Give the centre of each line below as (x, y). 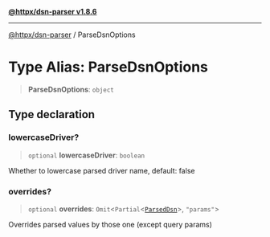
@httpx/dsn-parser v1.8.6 (53, 12)
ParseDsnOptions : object (71, 89)
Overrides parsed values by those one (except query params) (110, 224)
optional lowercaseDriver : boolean (86, 155)
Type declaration (51, 114)
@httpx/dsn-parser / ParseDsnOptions (72, 35)
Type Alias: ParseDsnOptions (108, 67)
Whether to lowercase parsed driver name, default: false (102, 170)
